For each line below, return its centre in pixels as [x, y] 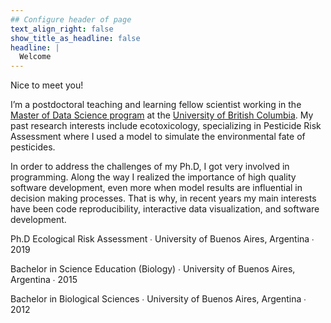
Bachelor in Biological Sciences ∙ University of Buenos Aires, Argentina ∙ [158, 299]
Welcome [35, 57]
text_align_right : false [62, 29]
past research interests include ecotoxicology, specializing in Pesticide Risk [166, 126]
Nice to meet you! [47, 85]
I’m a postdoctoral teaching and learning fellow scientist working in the [156, 105]
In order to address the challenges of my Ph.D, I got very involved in [150, 167]
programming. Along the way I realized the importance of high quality [153, 177]
